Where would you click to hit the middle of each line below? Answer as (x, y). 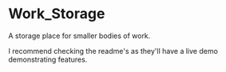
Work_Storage (57, 14)
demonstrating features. (48, 59)
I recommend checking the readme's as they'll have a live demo (113, 51)
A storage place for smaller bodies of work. (79, 36)
